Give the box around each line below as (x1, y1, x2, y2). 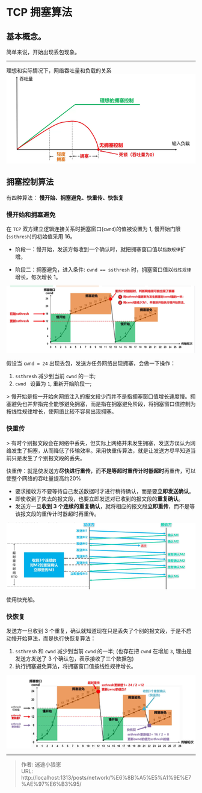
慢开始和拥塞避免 (6, 210, 56, 219)
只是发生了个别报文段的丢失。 (11, 454, 85, 461)
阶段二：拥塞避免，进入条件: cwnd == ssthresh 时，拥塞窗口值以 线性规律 (14, 266, 191, 273)
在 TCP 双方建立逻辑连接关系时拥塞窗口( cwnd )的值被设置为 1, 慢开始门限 (6, 225, 181, 232)
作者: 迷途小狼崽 (20, 760, 61, 768)
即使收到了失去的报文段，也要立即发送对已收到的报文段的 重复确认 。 (14, 495, 184, 502)
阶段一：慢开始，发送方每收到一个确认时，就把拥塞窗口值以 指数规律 (14, 246, 181, 253)
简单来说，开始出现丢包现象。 (6, 49, 80, 55)
